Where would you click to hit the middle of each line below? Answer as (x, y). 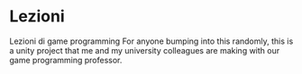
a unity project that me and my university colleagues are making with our (145, 50)
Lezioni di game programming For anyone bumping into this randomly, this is (151, 41)
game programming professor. (66, 60)
